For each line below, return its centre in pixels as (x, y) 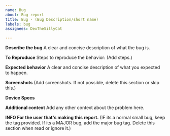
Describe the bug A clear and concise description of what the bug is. (78, 48)
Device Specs (20, 98)
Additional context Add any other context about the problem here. (75, 108)
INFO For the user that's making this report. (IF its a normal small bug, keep (85, 118)
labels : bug (18, 24)
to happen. (16, 73)
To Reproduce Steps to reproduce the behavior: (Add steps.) (69, 58)
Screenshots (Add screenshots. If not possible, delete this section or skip (82, 83)
